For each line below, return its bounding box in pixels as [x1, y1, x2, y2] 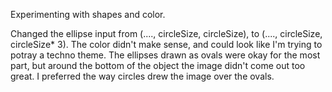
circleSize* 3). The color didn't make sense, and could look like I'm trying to [10, 39, 323, 50]
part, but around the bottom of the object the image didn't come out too [10, 60, 306, 71]
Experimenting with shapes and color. [10, 9, 166, 20]
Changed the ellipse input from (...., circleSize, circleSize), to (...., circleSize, [10, 28, 323, 39]
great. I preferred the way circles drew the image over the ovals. [10, 70, 275, 82]
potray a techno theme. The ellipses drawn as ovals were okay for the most [10, 49, 321, 61]
